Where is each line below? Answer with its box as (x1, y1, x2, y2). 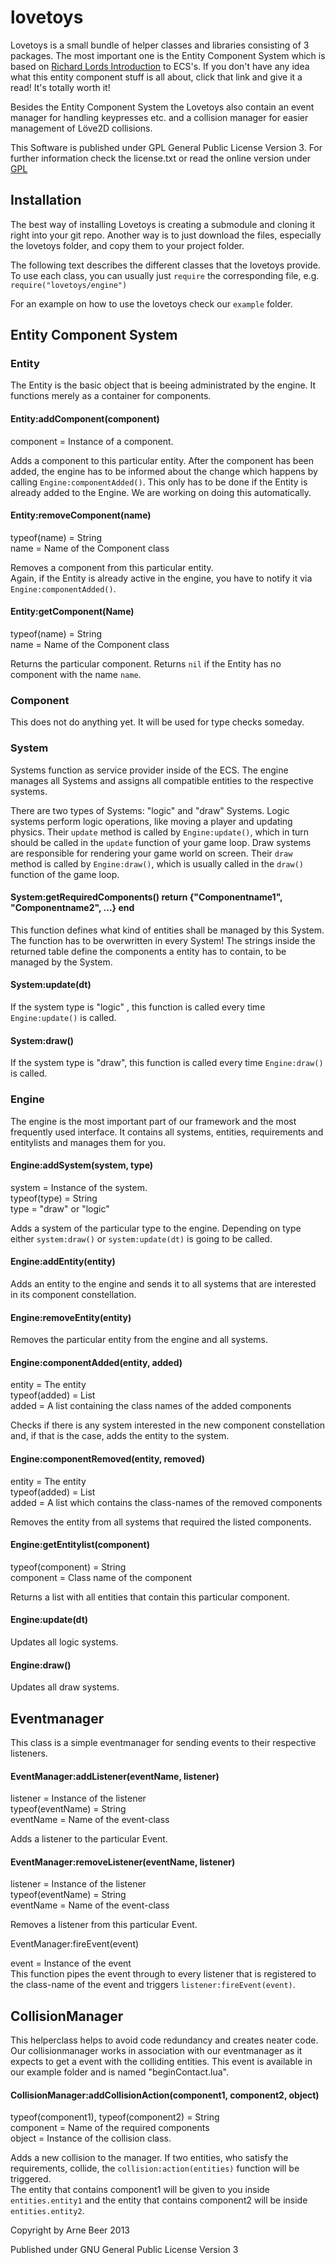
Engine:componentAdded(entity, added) (10, 1356, 183, 1368)
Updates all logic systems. (10, 1636, 119, 1648)
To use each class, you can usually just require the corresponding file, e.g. (10, 269, 320, 281)
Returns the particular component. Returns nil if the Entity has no (10, 658, 282, 670)
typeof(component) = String (10, 1561, 127, 1573)
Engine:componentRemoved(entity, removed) (10, 1452, 206, 1465)
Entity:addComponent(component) (10, 413, 160, 425)
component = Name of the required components (10, 2122, 210, 2134)
